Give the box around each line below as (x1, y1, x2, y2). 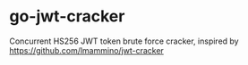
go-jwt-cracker (9, 6, 125, 27)
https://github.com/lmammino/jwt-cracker (9, 45, 164, 55)
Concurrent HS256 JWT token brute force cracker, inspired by (9, 36, 239, 46)
